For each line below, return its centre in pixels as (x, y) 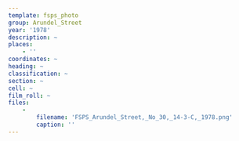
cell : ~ (21, 88)
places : (21, 45)
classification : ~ (38, 74)
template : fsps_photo (43, 15)
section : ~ (26, 81)
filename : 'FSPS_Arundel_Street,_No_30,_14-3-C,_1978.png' (135, 117)
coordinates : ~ (33, 60)
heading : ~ (26, 67)
